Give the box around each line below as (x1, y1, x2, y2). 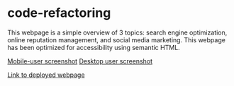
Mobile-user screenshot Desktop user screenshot (7, 56, 153, 65)
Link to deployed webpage (7, 70, 85, 79)
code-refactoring (7, 5, 111, 21)
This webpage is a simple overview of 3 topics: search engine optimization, (7, 28, 228, 37)
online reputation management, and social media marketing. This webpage (7, 35, 225, 44)
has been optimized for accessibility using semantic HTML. (7, 43, 181, 51)
